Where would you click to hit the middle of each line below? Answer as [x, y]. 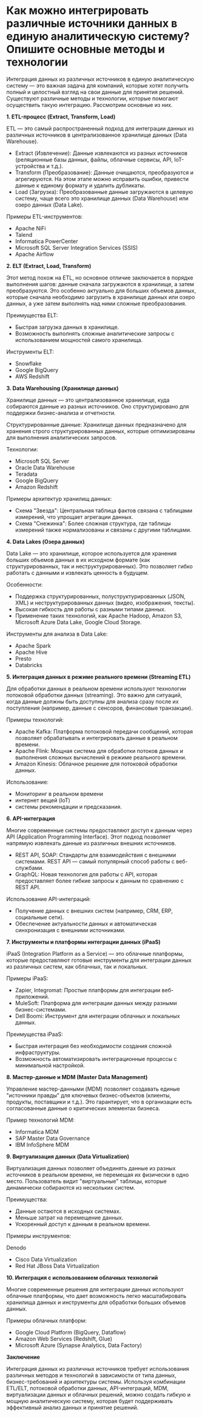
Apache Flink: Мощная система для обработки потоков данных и [99, 750]
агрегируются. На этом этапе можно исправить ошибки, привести [102, 179]
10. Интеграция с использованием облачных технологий [82, 1277]
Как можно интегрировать [78, 11]
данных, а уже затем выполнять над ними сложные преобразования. [96, 303]
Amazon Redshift [36, 487]
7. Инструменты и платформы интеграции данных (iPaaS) [83, 942]
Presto [23, 658]
